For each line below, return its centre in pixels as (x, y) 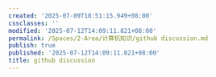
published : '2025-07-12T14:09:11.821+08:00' (84, 53)
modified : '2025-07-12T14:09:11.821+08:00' (83, 30)
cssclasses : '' (34, 23)
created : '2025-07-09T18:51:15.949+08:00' (81, 16)
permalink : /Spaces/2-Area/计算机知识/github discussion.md (108, 38)
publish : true (32, 46)
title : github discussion (52, 61)
